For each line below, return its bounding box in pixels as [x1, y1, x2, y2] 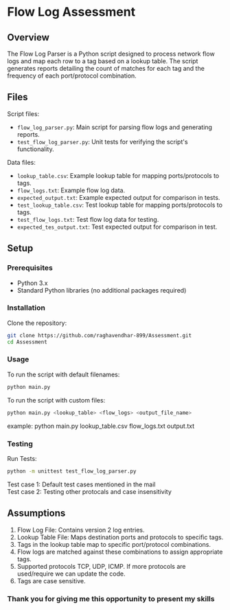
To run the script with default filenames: [7, 370, 120, 379]
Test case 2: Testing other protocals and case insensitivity [7, 487, 172, 495]
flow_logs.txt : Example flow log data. [16, 186, 126, 194]
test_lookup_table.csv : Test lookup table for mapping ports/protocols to [16, 201, 223, 209]
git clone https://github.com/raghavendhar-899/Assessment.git [7, 332, 192, 339]
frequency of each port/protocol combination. [7, 71, 137, 80]
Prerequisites [7, 263, 53, 273]
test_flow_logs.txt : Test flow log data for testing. [16, 215, 159, 223]
